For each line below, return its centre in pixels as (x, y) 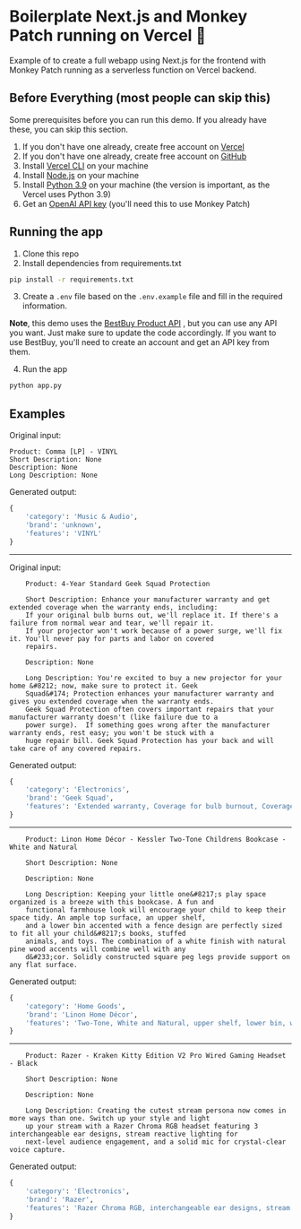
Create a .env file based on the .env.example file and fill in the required (153, 297)
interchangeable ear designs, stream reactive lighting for (124, 1134)
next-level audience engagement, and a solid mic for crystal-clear (156, 1142)
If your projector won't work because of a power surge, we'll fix (154, 631)
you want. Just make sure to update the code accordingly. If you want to (143, 333)
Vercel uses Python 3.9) (67, 194)
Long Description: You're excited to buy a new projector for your (154, 678)
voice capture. (38, 1150)
